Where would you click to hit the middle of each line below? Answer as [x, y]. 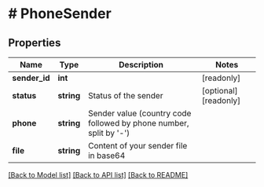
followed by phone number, [139, 123]
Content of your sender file [137, 146]
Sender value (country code [139, 113]
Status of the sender [125, 95]
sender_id [31, 78]
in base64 [106, 156]
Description [141, 65]
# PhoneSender [60, 14]
